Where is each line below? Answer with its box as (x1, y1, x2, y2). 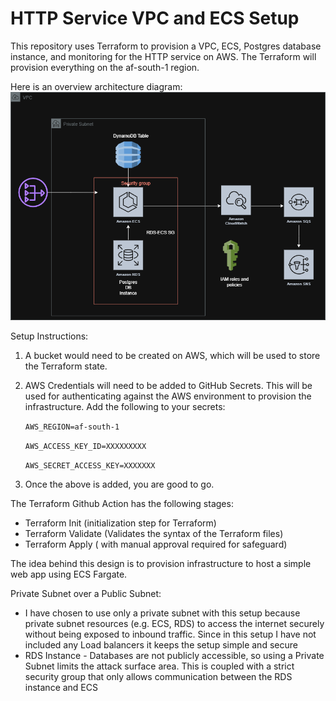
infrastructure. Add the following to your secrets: (24, 401, 226, 413)
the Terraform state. (24, 360, 108, 372)
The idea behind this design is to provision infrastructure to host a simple (10, 558, 312, 570)
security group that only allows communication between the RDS (24, 671, 293, 683)
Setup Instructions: (10, 330, 89, 342)
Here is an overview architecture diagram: (10, 80, 183, 92)
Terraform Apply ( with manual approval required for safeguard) (24, 538, 288, 551)
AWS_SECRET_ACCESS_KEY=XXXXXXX (24, 461, 156, 471)
